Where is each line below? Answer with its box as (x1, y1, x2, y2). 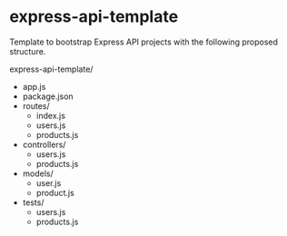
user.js (35, 177, 62, 188)
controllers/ (22, 139, 66, 150)
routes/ (22, 100, 50, 111)
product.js (35, 187, 74, 198)
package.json (22, 91, 74, 102)
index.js (35, 110, 66, 121)
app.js (22, 81, 46, 92)
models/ (22, 168, 54, 179)
